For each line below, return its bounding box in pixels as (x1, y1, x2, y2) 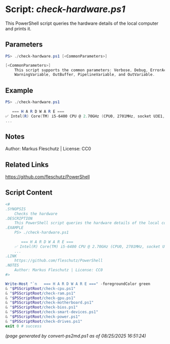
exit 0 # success (5, 323, 42, 329)
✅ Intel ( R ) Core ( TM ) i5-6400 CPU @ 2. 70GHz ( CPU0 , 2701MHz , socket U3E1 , (5, 114, 165, 119)
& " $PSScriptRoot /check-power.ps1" (5, 314, 80, 319)
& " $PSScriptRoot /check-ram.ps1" (5, 290, 76, 296)
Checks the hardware (14, 211, 58, 216)
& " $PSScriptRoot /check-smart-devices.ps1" (5, 310, 99, 315)
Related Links (5, 160, 49, 169)
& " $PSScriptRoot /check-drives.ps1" (5, 319, 82, 324)
